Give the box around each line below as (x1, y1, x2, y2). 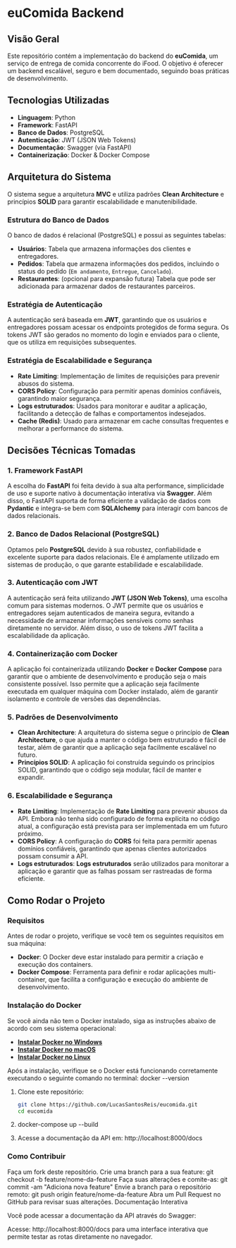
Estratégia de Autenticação (7, 299, 103, 309)
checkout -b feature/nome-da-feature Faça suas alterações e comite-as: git (7, 1175, 228, 1183)
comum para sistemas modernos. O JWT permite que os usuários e (7, 601, 204, 610)
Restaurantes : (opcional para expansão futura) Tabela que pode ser (17, 274, 216, 283)
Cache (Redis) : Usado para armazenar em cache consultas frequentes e (17, 416, 229, 425)
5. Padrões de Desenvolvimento (7, 712, 118, 722)
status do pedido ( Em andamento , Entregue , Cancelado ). (17, 266, 174, 276)
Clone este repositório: (17, 1087, 85, 1096)
